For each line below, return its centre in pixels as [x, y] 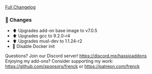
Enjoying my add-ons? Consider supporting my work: [59, 61]
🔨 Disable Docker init [34, 46]
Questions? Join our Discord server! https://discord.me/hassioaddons [76, 56]
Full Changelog [20, 7]
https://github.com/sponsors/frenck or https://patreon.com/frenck [72, 67]
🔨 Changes [19, 20]
